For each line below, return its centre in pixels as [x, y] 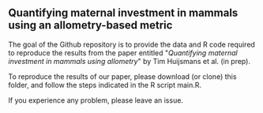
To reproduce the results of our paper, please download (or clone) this [122, 76]
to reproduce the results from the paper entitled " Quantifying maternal [123, 53]
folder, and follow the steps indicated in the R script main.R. [105, 85]
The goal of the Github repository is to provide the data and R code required [131, 44]
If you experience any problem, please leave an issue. [96, 100]
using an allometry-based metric [90, 26]
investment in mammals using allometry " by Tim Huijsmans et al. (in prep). [130, 61]
